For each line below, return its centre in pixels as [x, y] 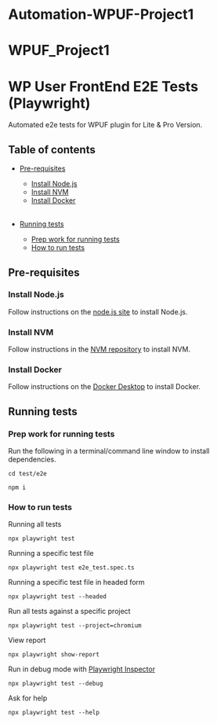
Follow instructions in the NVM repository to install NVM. [99, 349]
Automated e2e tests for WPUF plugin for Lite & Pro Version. [105, 125]
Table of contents [52, 150]
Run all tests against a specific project [69, 612]
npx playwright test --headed [58, 597]
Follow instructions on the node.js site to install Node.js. [98, 311]
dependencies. [32, 459]
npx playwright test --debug [56, 684]
